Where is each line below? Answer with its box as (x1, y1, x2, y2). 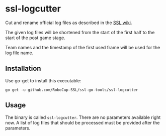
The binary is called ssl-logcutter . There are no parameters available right (5, 114, 161, 120)
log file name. (5, 50, 34, 56)
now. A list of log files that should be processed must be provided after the (5, 119, 160, 125)
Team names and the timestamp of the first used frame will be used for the (5, 44, 160, 50)
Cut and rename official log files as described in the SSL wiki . (5, 20, 132, 26)
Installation (5, 64, 41, 73)
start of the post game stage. (5, 35, 65, 41)
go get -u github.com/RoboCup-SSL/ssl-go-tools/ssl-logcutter (5, 87, 138, 92)
